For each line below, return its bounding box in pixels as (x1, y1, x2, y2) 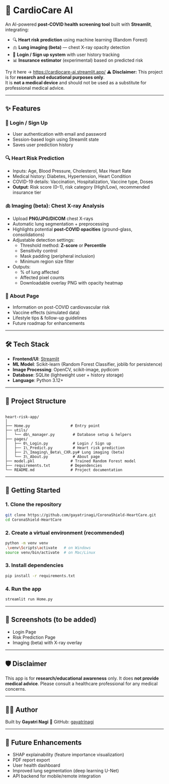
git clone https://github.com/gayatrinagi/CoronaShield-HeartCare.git (5, 512, 156, 518)
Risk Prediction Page (12, 634, 56, 640)
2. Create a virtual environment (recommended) (5, 529, 125, 536)
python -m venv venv (5, 540, 49, 545)
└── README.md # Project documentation (5, 468, 123, 473)
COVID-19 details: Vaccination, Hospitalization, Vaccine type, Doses (12, 179, 153, 185)
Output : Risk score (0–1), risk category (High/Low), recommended (12, 184, 150, 190)
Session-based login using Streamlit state (12, 136, 99, 142)
